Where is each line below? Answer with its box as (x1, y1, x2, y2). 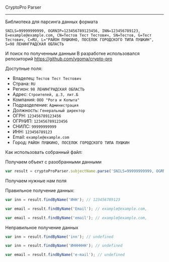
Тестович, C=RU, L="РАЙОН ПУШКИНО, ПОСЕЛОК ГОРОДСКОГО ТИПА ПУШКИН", (5, 37, 154, 42)
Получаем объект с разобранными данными (5, 159, 102, 165)
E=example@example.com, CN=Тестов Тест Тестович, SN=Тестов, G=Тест (5, 33, 152, 38)
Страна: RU (12, 80, 36, 86)
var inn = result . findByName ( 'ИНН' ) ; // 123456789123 (5, 197, 121, 202)
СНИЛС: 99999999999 (12, 123, 57, 129)
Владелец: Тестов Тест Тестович (12, 75, 81, 81)
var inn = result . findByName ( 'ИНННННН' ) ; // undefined (5, 243, 123, 248)
